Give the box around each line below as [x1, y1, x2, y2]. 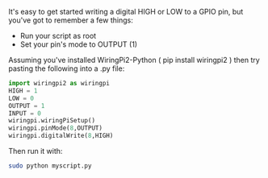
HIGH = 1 [8, 86, 38, 95]
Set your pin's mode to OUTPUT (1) [19, 39, 138, 49]
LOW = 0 [8, 94, 35, 102]
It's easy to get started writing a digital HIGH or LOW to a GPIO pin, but [8, 7, 244, 16]
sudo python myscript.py [8, 162, 92, 170]
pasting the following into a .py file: [8, 64, 125, 73]
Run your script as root [19, 31, 97, 40]
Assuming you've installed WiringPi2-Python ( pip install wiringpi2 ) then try [8, 56, 260, 64]
